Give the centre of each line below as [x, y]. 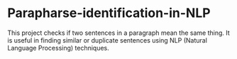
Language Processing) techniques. [59, 48]
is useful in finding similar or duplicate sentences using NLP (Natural [108, 40]
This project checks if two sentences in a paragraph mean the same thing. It [119, 33]
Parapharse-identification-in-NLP [109, 13]
